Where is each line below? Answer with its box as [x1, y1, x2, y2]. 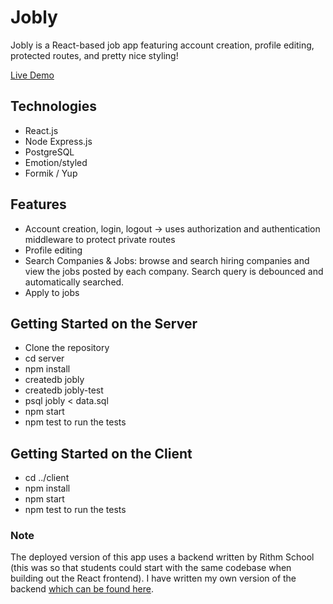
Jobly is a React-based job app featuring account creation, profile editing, [10, 39, 315, 51]
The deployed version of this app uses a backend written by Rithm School [10, 551, 315, 563]
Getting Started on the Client [10, 445, 193, 462]
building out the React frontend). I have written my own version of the [10, 572, 297, 585]
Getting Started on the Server [10, 315, 198, 332]
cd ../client [24, 472, 70, 484]
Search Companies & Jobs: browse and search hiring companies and [24, 254, 310, 266]
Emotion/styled [24, 156, 88, 168]
